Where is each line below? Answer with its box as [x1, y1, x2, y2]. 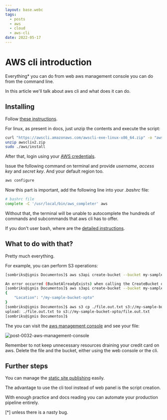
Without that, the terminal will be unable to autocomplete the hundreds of [5, 210, 155, 216]
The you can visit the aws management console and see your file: [5, 323, 140, 329]
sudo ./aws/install [5, 144, 46, 150]
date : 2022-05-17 [5, 35, 41, 40]
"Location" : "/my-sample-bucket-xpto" [14, 295, 94, 300]
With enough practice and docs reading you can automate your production [5, 395, 158, 401]
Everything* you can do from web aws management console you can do [5, 73, 153, 79]
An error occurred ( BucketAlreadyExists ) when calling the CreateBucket [5, 281, 159, 286]
